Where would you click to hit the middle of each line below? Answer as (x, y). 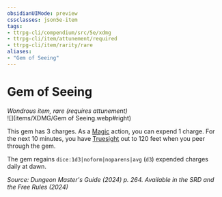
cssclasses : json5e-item (42, 20)
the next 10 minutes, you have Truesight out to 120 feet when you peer (106, 138)
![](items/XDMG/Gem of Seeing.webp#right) (69, 118)
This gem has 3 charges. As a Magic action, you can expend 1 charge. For (111, 131)
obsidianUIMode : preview (42, 13)
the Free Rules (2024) (38, 187)
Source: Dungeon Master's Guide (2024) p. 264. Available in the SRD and (111, 179)
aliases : (19, 52)
